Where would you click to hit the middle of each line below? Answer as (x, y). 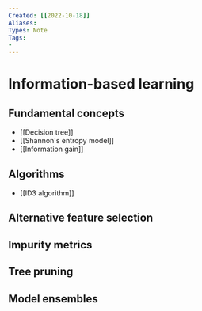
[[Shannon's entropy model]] (67, 141)
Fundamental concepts (67, 113)
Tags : (17, 38)
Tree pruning (41, 272)
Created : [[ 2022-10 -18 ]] (49, 15)
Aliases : (23, 23)
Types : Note (28, 30)
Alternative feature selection (80, 218)
